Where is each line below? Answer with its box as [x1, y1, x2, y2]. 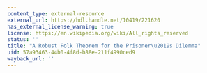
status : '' [7, 36, 39, 43]
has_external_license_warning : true [7, 23, 114, 30]
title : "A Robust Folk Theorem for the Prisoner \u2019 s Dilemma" [7, 42, 201, 49]
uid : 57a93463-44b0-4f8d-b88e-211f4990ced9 [7, 49, 136, 56]
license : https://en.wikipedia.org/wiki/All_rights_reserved [7, 29, 189, 37]
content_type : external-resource [7, 10, 105, 17]
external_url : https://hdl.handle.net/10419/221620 [7, 17, 160, 24]
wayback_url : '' [7, 56, 54, 63]
